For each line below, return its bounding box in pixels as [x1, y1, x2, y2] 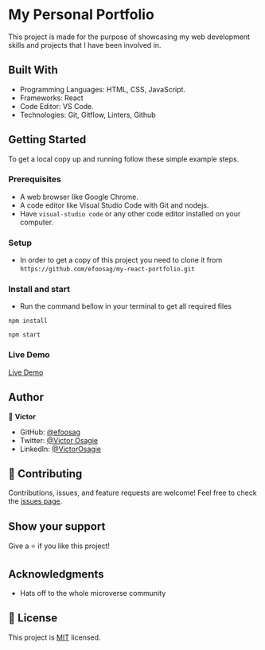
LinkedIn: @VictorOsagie [19, 444, 102, 453]
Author [8, 391, 44, 404]
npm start [8, 331, 41, 339]
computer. [19, 217, 54, 227]
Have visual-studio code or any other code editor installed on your [19, 208, 241, 218]
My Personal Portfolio [8, 6, 155, 24]
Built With [8, 64, 58, 77]
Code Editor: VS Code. [19, 101, 94, 111]
